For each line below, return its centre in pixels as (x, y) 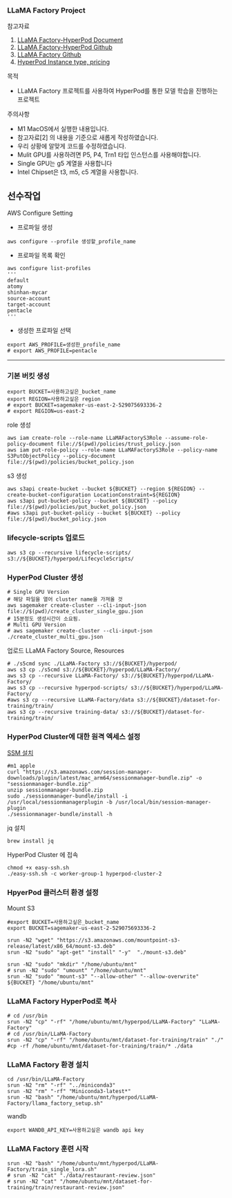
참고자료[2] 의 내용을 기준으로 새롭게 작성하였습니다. (88, 137)
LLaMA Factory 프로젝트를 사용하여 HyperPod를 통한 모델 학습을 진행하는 (118, 91)
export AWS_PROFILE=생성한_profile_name (64, 345)
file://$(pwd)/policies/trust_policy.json (118, 444)
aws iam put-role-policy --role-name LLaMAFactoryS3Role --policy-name (112, 450)
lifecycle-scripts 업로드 (46, 538)
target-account (29, 305)
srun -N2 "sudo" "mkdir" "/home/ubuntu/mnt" (72, 964)
